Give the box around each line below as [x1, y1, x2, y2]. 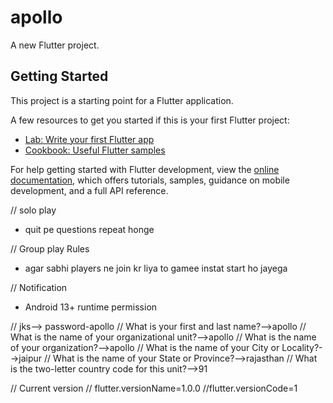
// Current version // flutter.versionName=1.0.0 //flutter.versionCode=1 [10, 382, 298, 394]
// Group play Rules [10, 242, 90, 255]
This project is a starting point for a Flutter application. [10, 94, 234, 106]
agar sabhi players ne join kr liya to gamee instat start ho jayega [24, 262, 288, 274]
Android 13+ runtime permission [24, 301, 158, 313]
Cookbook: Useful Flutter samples [24, 144, 166, 156]
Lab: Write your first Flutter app [24, 133, 155, 145]
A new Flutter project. [10, 39, 100, 51]
